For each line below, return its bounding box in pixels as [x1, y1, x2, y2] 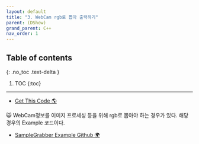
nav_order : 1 [6, 31, 38, 37]
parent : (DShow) [6, 20, 46, 25]
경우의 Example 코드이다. [6, 119, 65, 126]
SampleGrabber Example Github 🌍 [14, 131, 100, 138]
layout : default [6, 8, 46, 15]
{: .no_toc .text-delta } [6, 68, 60, 75]
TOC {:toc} [14, 79, 41, 87]
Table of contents [6, 53, 72, 63]
